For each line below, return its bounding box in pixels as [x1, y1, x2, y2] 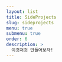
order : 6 [6, 36, 28, 42]
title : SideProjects [6, 14, 57, 20]
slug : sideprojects [6, 19, 54, 25]
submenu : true [6, 31, 41, 37]
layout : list [6, 8, 38, 15]
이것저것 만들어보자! [11, 47, 54, 53]
